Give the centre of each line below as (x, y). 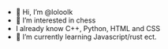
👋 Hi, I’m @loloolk (44, 12)
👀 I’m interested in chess (56, 20)
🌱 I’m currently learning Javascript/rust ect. (86, 37)
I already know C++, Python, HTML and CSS (88, 28)
